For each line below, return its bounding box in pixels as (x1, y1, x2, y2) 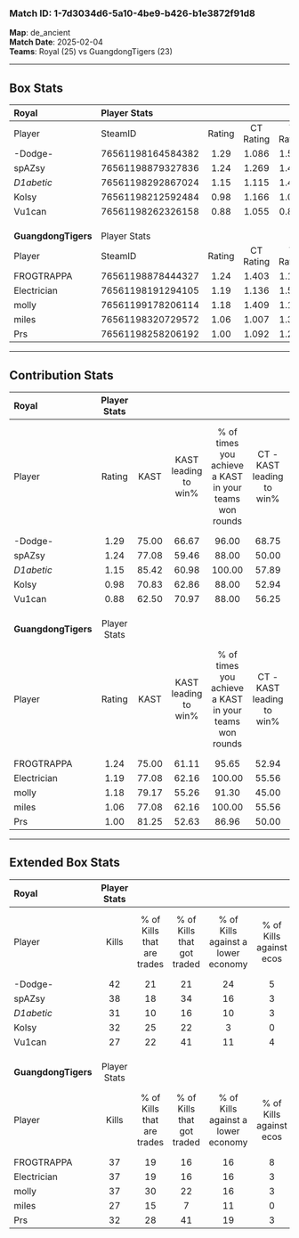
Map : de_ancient (9, 28, 71, 38)
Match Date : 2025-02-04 (9, 37, 104, 47)
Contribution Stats (9, 368, 114, 383)
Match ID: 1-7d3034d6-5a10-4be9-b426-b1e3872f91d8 (9, 7, 255, 20)
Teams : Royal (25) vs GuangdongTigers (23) (9, 46, 174, 57)
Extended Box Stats (9, 855, 120, 870)
